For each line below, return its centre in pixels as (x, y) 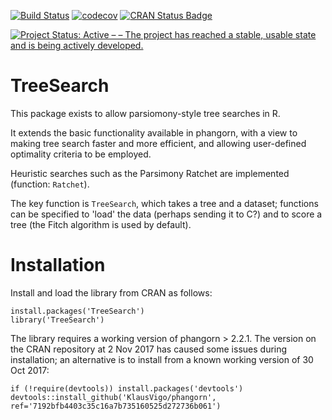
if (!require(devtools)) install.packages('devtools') (127, 388)
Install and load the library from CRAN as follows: (111, 292)
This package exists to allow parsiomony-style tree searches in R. (145, 113)
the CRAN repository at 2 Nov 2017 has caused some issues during (149, 349)
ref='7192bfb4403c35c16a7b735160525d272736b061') (116, 406)
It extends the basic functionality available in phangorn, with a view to (154, 132)
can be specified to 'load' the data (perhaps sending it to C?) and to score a (166, 214)
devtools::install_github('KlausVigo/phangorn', (113, 397)
